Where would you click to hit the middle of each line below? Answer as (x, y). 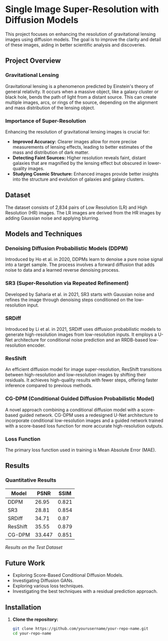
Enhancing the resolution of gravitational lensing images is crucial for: (78, 132)
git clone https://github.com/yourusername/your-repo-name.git (80, 629)
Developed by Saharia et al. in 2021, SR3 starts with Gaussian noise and (80, 294)
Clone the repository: (35, 619)
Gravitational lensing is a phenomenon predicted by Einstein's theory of (79, 86)
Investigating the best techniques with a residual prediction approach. (85, 591)
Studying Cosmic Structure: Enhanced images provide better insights (86, 174)
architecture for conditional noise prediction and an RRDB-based (81, 340)
